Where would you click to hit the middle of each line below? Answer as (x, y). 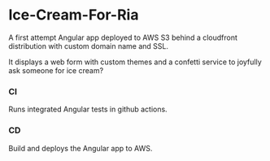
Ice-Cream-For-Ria (74, 15)
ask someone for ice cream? (56, 70)
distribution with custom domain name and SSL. (89, 46)
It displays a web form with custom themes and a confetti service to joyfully (135, 62)
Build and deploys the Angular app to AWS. (81, 148)
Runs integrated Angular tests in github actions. (88, 109)
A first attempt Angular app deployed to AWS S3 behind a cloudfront (123, 37)
